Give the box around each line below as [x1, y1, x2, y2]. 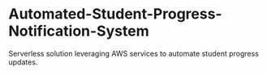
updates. [8, 57, 38, 67]
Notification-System [8, 22, 149, 40]
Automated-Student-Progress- [8, 5, 222, 23]
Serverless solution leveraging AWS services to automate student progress [8, 48, 260, 58]
